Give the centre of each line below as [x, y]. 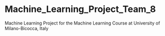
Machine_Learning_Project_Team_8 [80, 9]
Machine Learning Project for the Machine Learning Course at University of [82, 23]
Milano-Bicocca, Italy [27, 28]
